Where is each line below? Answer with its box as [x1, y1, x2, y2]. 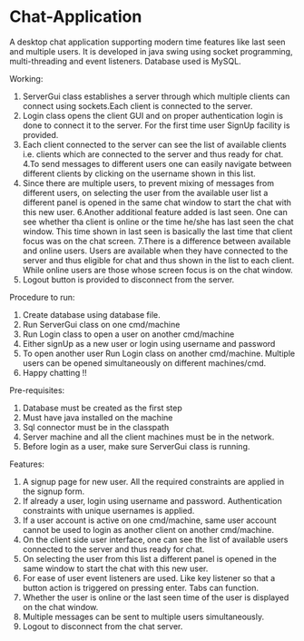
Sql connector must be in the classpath [22, 421, 170, 432]
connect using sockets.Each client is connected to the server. [22, 100, 253, 111]
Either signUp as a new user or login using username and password [22, 338, 276, 349]
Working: [9, 73, 44, 84]
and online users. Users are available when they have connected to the [22, 245, 289, 256]
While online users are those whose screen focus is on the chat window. [22, 264, 293, 275]
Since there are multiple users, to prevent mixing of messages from [22, 177, 275, 188]
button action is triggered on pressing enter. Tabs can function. [22, 582, 259, 593]
